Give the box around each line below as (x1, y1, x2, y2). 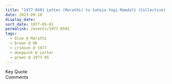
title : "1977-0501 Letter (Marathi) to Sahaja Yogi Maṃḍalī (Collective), (5, 7, 168, 13)
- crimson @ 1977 (10, 45, 47, 50)
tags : (5, 31, 17, 36)
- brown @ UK (10, 41, 38, 46)
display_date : (5, 17, 36, 22)
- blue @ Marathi (10, 36, 47, 41)
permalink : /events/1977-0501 (5, 26, 70, 32)
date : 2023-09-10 (5, 12, 42, 17)
